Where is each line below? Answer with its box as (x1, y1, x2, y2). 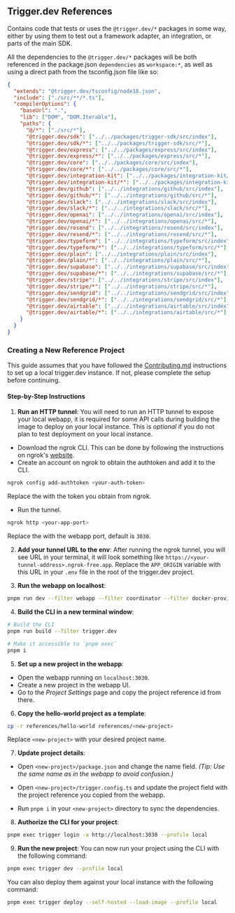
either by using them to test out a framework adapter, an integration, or (7, 32, 212, 40)
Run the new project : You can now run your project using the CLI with (17, 844, 220, 853)
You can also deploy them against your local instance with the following (7, 878, 213, 886)
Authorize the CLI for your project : (17, 818, 120, 826)
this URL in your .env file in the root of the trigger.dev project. (17, 568, 194, 577)
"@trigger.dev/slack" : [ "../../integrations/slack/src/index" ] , (25, 198, 218, 205)
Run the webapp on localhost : (17, 582, 106, 590)
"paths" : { (20, 121, 52, 128)
